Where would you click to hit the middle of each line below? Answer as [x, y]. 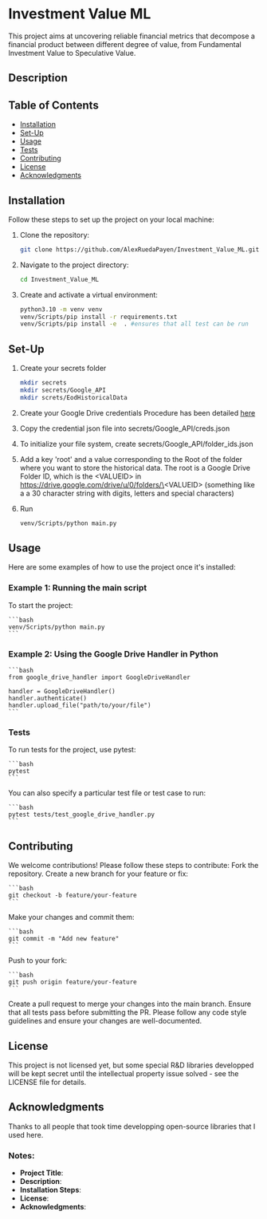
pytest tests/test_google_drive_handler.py [82, 815]
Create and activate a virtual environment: [88, 294]
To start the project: [41, 605]
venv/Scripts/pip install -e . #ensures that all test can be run [134, 324]
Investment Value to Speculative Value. [72, 53]
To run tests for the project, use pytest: [72, 750]
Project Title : [41, 1173]
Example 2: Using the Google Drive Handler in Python [114, 653]
